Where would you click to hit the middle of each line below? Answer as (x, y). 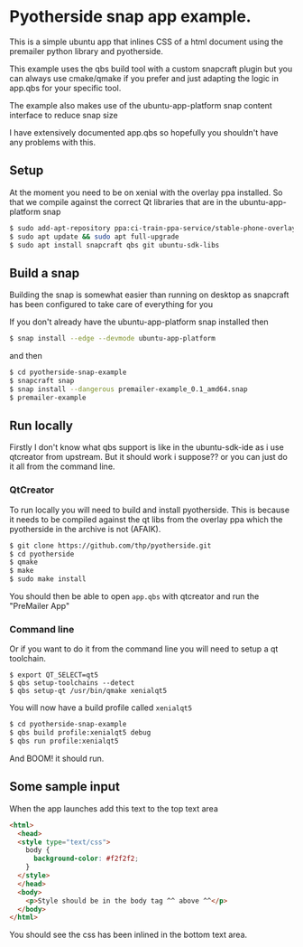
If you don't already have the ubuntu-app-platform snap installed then (139, 322)
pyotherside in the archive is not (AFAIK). (85, 529)
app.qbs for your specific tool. (65, 88)
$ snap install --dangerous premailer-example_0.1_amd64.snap (129, 389)
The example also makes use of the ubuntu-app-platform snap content (141, 105)
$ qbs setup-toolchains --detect (72, 683)
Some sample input (64, 787)
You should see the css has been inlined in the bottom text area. (129, 935)
